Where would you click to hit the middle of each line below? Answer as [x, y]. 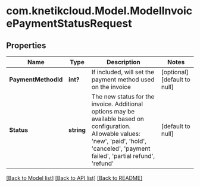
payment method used [123, 80]
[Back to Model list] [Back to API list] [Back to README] [74, 178]
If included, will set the [123, 72]
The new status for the [123, 96]
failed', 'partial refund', [123, 156]
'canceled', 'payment [121, 148]
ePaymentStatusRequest [69, 23]
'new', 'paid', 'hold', [119, 141]
